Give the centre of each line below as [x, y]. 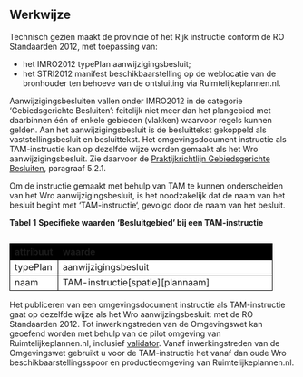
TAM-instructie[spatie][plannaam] [136, 282]
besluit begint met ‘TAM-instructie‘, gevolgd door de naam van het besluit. [147, 205]
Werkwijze [40, 15]
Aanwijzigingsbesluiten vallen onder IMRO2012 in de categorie [126, 101]
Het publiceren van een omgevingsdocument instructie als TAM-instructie [147, 304]
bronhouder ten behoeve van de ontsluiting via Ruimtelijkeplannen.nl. [151, 83]
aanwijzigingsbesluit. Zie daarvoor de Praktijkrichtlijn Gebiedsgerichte [140, 159]
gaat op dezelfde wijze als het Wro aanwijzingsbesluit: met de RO [132, 314]
